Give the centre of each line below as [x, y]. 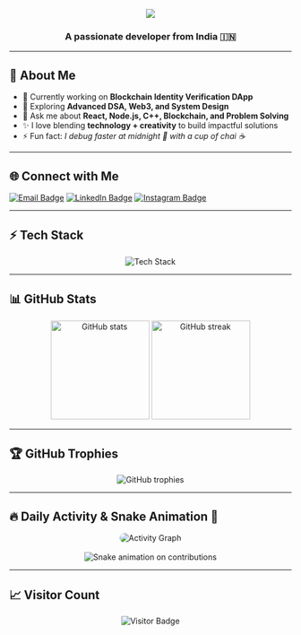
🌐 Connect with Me [64, 176]
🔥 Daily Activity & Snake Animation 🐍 [114, 516]
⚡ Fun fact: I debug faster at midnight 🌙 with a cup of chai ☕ [134, 136]
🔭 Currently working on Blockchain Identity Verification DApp [138, 97]
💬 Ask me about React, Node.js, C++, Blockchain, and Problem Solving [155, 116]
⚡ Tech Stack [47, 235]
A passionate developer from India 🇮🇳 [150, 36]
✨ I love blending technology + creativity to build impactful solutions [150, 126]
